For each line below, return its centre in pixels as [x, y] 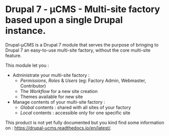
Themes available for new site [52, 97]
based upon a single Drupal [64, 20]
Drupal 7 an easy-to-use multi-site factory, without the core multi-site [78, 50]
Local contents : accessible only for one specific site [75, 113]
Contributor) [33, 86]
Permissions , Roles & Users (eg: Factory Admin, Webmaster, [83, 80]
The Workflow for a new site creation [59, 91]
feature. [13, 55]
